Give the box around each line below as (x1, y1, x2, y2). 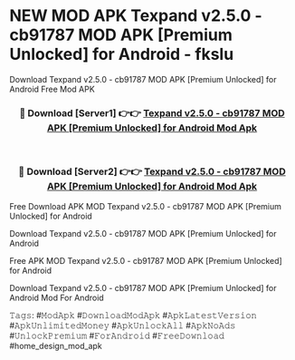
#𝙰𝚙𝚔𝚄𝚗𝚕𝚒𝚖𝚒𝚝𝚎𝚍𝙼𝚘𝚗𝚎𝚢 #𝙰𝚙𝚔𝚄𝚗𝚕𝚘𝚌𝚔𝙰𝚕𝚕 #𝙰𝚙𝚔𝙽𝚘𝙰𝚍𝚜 (9, 319, 236, 331)
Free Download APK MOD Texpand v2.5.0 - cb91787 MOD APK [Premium (9, 200, 282, 211)
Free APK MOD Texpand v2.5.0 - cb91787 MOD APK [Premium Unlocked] (9, 255, 282, 266)
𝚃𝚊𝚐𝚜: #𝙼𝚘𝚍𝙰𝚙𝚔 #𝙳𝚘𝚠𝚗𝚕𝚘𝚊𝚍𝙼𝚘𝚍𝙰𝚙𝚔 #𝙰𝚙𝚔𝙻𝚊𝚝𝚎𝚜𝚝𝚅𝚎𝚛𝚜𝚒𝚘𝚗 (9, 309, 258, 320)
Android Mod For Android (9, 292, 104, 303)
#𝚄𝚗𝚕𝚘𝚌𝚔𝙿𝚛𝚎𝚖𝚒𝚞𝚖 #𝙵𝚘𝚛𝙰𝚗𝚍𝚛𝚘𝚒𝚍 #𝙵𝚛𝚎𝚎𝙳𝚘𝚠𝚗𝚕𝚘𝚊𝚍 (9, 330, 224, 341)
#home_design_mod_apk (9, 340, 102, 351)
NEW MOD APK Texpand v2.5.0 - (9, 5, 262, 26)
